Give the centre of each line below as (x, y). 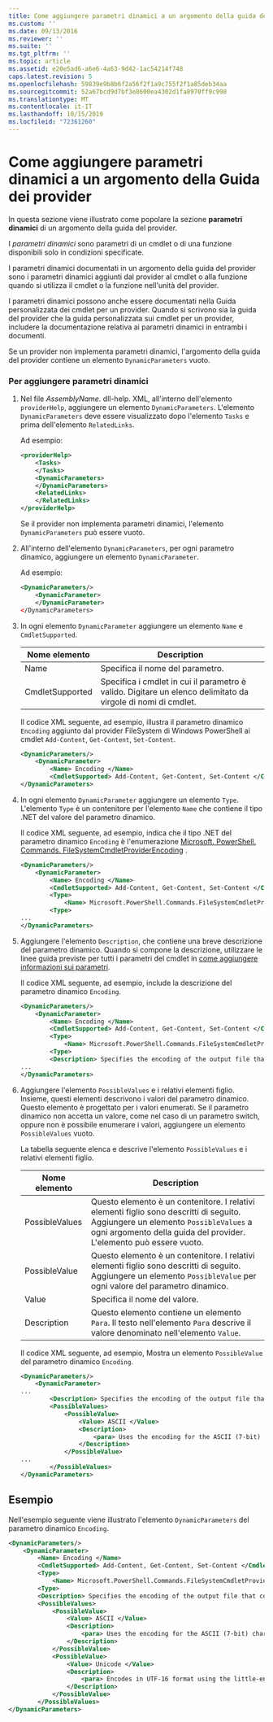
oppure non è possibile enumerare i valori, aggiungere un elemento (132, 1124)
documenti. (27, 335)
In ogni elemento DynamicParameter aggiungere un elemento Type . (130, 800)
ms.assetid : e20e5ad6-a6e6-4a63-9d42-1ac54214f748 (96, 69)
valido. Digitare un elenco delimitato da (175, 691)
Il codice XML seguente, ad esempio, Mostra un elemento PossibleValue (141, 1353)
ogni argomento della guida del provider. (168, 1232)
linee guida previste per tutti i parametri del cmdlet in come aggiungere (139, 958)
